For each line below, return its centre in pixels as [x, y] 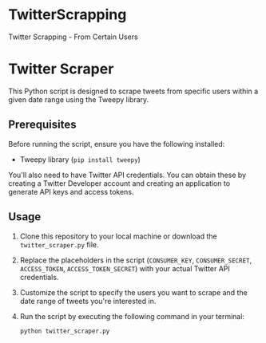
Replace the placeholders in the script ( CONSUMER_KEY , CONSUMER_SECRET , [136, 260]
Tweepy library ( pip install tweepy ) [80, 159]
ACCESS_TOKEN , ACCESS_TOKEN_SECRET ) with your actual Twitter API [125, 268]
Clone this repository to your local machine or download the [118, 236]
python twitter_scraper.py [65, 331]
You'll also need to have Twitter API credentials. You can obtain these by [127, 175]
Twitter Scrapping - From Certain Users [73, 37]
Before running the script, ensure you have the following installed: [117, 144]
